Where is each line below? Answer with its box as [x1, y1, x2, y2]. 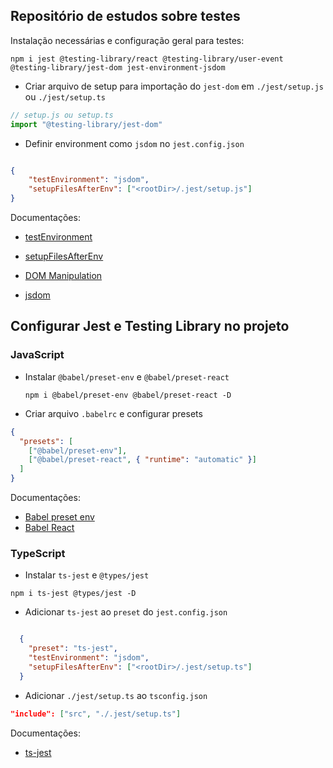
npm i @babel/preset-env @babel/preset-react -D [24, 390, 232, 400]
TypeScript [10, 546, 66, 560]
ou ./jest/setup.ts [24, 90, 106, 103]
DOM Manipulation [24, 270, 103, 282]
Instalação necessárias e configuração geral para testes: [10, 34, 245, 46]
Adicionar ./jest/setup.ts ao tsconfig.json [24, 689, 208, 701]
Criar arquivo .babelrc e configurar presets [24, 407, 203, 419]
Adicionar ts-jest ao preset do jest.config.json [24, 606, 228, 618]
